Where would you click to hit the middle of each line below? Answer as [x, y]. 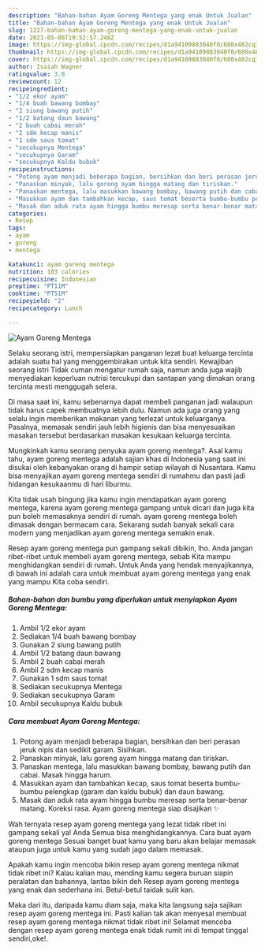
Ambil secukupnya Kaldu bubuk [71, 703]
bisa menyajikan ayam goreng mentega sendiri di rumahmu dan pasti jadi [127, 475]
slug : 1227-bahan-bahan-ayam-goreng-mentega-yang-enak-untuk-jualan [123, 30]
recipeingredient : [38, 89]
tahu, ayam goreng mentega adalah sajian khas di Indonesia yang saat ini [127, 459]
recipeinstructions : [42, 170]
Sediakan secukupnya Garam [67, 695]
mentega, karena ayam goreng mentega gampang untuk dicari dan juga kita [131, 507]
